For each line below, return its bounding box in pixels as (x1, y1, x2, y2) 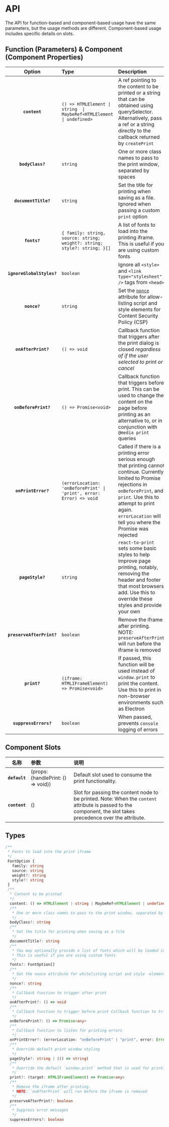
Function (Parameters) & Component (5, 45, 123, 54)
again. (118, 506, 133, 513)
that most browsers (118, 582, 164, 589)
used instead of (118, 667, 155, 674)
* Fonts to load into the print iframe (7, 850, 92, 855)
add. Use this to (118, 589, 155, 596)
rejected (118, 531, 138, 538)
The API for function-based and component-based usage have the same (5, 20, 156, 26)
